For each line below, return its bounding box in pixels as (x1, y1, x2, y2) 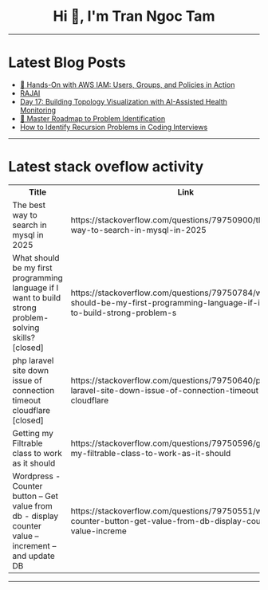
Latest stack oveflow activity (8, 158, 204, 176)
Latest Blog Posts (8, 53, 126, 72)
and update (12, 550, 55, 561)
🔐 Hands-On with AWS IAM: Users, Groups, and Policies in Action (19, 80, 235, 89)
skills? (12, 332, 36, 343)
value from (12, 500, 53, 511)
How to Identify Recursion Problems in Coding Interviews (19, 122, 208, 132)
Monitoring (19, 105, 56, 115)
